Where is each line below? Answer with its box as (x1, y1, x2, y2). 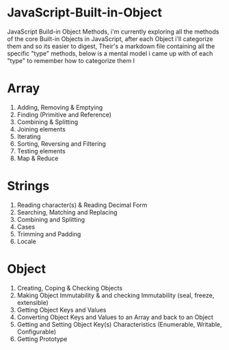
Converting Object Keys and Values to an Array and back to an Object (16, 313, 214, 321)
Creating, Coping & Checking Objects (16, 284, 123, 292)
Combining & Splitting (16, 118, 79, 126)
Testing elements (16, 147, 66, 155)
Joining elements (16, 125, 66, 133)
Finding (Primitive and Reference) (16, 110, 111, 118)
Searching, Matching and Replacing (16, 208, 118, 216)
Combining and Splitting (16, 215, 85, 223)
